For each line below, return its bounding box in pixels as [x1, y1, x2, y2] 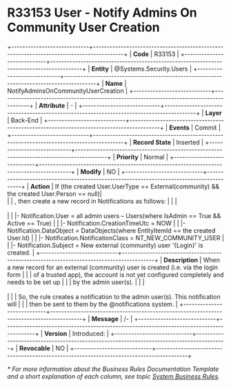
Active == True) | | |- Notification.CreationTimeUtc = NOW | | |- [7, 219, 186, 227]
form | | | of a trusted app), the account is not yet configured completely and [7, 270, 224, 278]
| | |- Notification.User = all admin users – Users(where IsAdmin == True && [7, 211, 221, 219]
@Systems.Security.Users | [114, 64, 192, 73]
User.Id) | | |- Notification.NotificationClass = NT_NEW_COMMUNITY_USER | [7, 233, 224, 242]
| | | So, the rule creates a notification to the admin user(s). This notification [7, 292, 221, 300]
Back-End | [10, 116, 43, 124]
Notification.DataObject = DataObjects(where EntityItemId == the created [7, 226, 216, 235]
